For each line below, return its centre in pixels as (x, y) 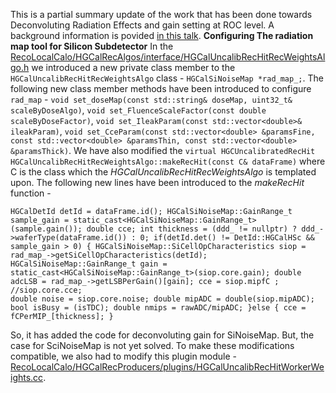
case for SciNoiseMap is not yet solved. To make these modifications (152, 345)
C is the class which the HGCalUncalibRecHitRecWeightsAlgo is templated (163, 172)
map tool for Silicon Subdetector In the (92, 46)
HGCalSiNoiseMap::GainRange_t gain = (89, 264)
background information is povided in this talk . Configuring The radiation (162, 35)
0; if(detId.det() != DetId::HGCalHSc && (227, 238)
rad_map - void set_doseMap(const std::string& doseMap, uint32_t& (151, 99)
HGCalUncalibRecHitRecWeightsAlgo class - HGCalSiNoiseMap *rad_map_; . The (167, 78)
